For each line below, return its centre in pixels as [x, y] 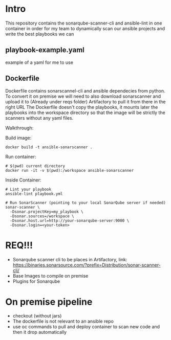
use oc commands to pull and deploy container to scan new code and [86, 327]
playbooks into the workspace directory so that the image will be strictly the [85, 112]
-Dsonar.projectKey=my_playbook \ [47, 212]
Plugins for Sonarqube [36, 281]
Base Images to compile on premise [50, 276]
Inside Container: [24, 180]
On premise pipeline [49, 302]
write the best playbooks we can [40, 34]
